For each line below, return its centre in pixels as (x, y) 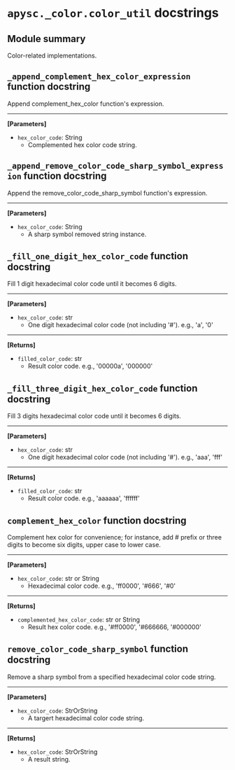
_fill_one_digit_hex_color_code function (98, 256)
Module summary (47, 39)
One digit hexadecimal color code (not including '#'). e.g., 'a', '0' (120, 325)
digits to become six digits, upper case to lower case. (84, 545)
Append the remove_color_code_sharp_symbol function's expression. (107, 193)
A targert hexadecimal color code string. (86, 718)
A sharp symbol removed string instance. (87, 234)
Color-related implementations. (52, 55)
